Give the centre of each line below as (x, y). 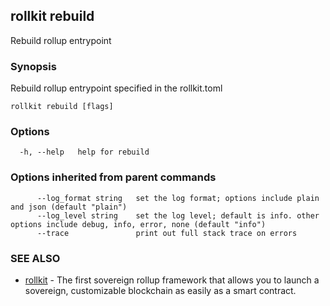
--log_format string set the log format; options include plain (178, 198)
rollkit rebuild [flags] (62, 107)
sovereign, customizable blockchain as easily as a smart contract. (160, 290)
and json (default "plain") (69, 207)
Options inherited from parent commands (113, 177)
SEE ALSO (35, 258)
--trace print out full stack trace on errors (167, 233)
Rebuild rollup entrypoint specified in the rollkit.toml (116, 88)
